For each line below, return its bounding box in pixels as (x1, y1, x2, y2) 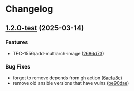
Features (5, 39, 28, 46)
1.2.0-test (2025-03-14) (5, 24, 84, 32)
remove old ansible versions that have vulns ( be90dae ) (12, 80, 129, 86)
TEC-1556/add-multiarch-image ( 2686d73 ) (12, 50, 104, 56)
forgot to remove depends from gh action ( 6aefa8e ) (12, 75, 122, 81)
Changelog (5, 3, 53, 15)
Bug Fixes (5, 63, 31, 70)
